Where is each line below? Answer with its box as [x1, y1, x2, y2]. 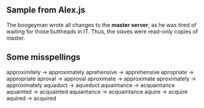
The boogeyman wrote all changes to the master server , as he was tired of [6, 21, 197, 28]
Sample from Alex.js [6, 5, 86, 15]
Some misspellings [6, 52, 81, 63]
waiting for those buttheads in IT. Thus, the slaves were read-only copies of [6, 28, 198, 35]
